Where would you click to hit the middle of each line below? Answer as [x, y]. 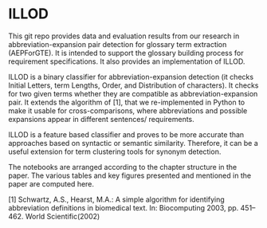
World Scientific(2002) [63, 216]
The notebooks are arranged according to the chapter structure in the [123, 167]
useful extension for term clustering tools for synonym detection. [115, 151]
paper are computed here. [51, 183]
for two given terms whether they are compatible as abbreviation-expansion [133, 93]
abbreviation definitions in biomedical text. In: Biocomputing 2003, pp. [124, 207]
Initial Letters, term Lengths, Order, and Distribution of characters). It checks [133, 85]
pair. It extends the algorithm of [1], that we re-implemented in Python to [127, 102]
